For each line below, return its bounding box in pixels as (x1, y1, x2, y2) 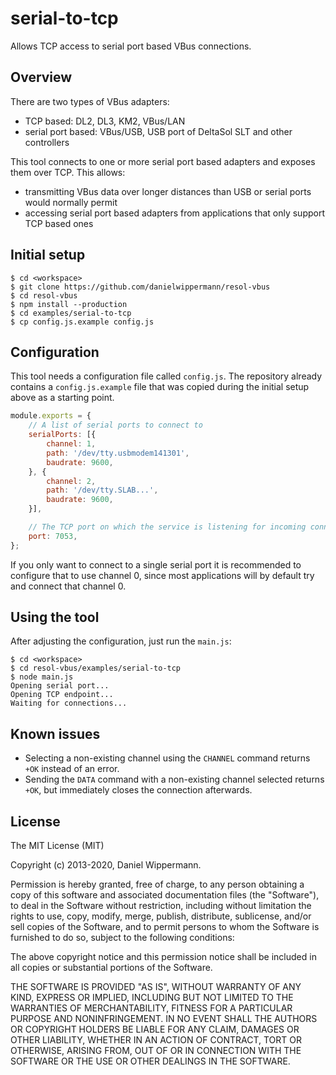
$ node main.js (10, 672, 74, 682)
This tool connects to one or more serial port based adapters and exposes (10, 155, 316, 167)
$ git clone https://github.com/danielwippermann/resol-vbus (10, 282, 271, 292)
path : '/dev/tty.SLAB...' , (46, 485, 159, 496)
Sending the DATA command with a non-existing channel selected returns (24, 773, 325, 786)
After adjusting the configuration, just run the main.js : (10, 635, 232, 647)
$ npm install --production (10, 299, 128, 309)
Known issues (10, 725, 101, 742)
